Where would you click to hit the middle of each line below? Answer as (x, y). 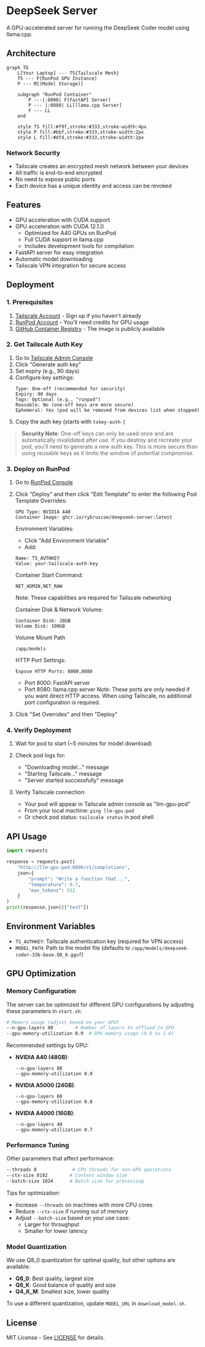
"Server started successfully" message (74, 781)
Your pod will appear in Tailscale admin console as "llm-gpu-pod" (107, 804)
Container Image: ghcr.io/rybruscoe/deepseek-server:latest (94, 517)
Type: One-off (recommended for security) (70, 388)
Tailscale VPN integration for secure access (71, 265)
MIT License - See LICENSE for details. (56, 1338)
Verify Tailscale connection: (50, 792)
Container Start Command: (49, 575)
